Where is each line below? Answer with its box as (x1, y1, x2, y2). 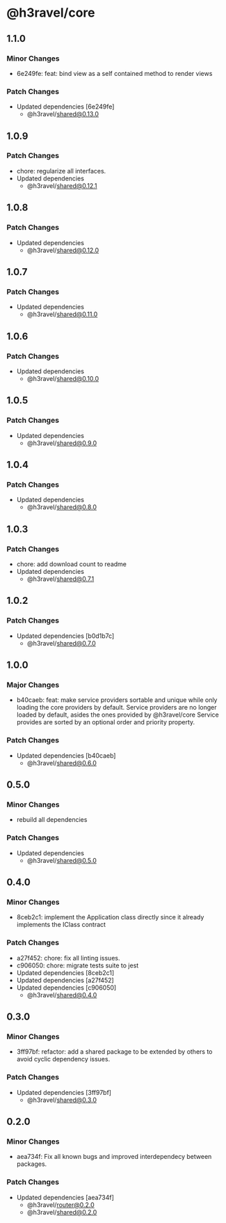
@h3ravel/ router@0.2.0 (26, 1200, 95, 1209)
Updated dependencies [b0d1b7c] (16, 632, 115, 640)
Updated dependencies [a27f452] (16, 976, 114, 984)
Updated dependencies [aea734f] (16, 1193, 114, 1201)
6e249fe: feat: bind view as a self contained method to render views (16, 69, 213, 77)
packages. (16, 1160, 47, 1168)
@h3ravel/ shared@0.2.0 (26, 1208, 97, 1216)
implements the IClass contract (16, 921, 106, 929)
